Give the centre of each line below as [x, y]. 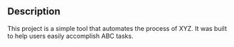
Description [34, 12]
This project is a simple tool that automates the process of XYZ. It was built [117, 28]
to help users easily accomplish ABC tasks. [70, 36]
